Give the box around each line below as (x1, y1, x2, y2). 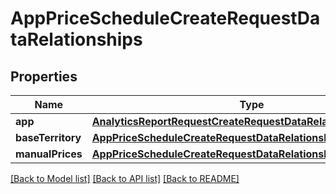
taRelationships (10, 28, 143, 51)
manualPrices (15, 147, 83, 161)
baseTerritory (15, 131, 82, 144)
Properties (10, 68, 78, 85)
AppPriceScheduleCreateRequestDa (10, 7, 321, 30)
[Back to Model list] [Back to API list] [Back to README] (10, 173, 240, 184)
